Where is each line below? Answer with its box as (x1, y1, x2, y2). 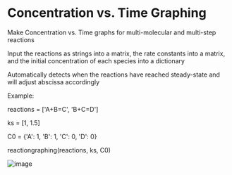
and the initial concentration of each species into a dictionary (7, 56, 185, 65)
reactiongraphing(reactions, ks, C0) (7, 145, 111, 154)
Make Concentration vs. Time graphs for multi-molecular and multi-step (7, 28, 216, 37)
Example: (7, 91, 35, 100)
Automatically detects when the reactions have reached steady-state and (7, 70, 221, 79)
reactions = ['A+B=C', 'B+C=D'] (7, 105, 99, 113)
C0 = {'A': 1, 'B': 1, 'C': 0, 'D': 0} (7, 132, 97, 141)
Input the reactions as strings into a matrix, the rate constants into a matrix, (7, 49, 226, 58)
